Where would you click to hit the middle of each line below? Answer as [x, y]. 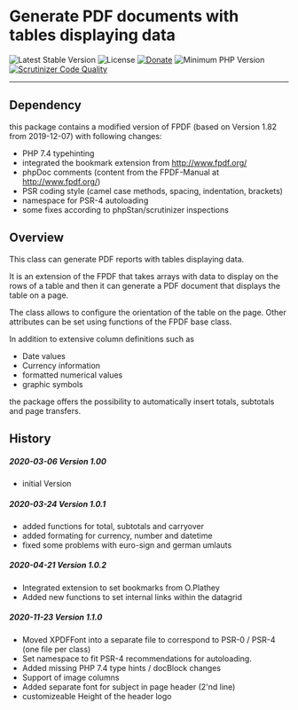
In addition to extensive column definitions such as [102, 339]
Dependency [45, 105]
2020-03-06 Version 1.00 [58, 461]
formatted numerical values [72, 375]
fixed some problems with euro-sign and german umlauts [127, 545]
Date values [44, 355]
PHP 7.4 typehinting [58, 153]
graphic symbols [52, 384]
